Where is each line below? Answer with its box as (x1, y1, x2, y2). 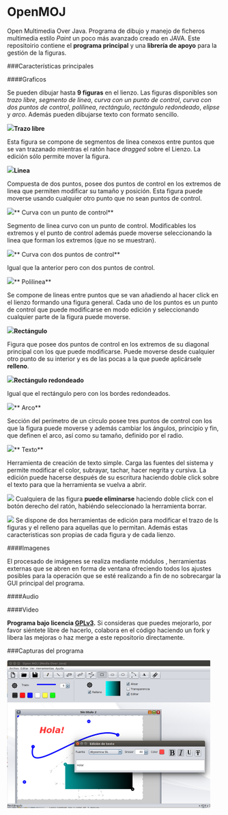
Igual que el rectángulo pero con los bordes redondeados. (7, 389, 171, 397)
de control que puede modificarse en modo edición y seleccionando (7, 305, 199, 314)
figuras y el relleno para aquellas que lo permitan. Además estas (7, 523, 188, 531)
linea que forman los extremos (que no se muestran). (7, 236, 156, 244)
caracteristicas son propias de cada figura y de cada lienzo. (7, 530, 175, 538)
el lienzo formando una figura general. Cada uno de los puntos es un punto (7, 298, 218, 306)
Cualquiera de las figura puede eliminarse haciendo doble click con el (15, 494, 214, 503)
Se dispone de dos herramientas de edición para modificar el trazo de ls (15, 516, 219, 524)
